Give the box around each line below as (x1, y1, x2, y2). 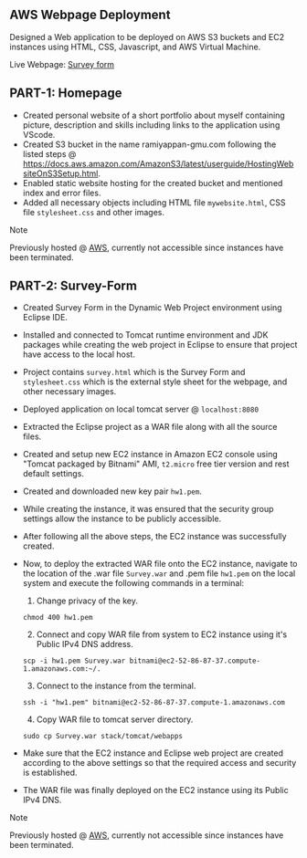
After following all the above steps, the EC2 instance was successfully (22, 531, 287, 542)
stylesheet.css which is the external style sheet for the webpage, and (22, 376, 288, 387)
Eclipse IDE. (22, 312, 69, 323)
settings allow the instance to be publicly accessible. (22, 513, 222, 524)
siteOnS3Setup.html (22, 168, 99, 179)
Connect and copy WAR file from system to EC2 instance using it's (36, 629, 288, 640)
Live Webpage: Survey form (9, 58, 115, 69)
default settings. (22, 468, 85, 479)
